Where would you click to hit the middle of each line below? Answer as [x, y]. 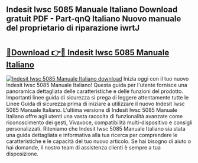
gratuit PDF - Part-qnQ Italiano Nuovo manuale [94, 19]
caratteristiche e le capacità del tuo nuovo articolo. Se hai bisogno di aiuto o [99, 141]
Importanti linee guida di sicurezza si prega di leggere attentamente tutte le [98, 97]
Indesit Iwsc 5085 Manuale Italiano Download [92, 10]
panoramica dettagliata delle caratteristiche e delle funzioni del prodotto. [95, 91]
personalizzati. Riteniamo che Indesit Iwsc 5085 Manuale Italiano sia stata [96, 129]
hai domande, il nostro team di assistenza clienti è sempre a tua [84, 147]
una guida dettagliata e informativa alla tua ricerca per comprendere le [92, 135]
